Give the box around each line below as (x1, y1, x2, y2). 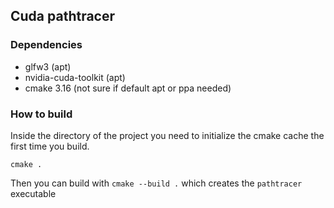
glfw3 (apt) (24, 60, 72, 73)
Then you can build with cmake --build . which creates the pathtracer (10, 177, 303, 189)
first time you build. (10, 140, 90, 152)
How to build (10, 107, 73, 121)
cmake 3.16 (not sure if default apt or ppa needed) (24, 82, 232, 94)
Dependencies (10, 38, 83, 52)
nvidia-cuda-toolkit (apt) (24, 71, 126, 83)
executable (10, 187, 57, 199)
